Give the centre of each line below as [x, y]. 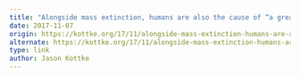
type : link [29, 50]
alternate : [29, 42]
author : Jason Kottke [50, 58]
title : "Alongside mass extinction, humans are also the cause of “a [142, 17]
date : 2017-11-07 [42, 26]
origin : [24, 34]
